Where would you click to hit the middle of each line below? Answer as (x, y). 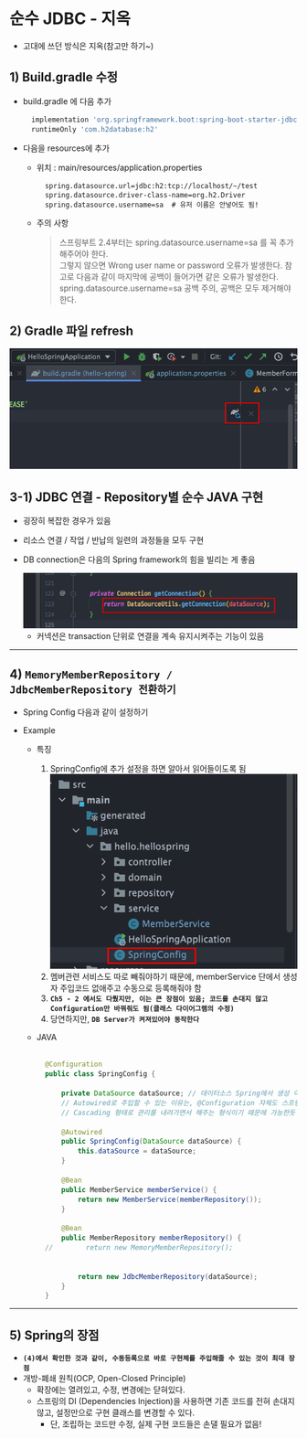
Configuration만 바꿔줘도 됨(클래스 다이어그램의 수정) (142, 1008)
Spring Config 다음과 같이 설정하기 (85, 712)
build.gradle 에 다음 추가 (67, 101)
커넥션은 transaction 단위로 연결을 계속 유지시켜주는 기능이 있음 (150, 636)
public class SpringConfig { (100, 1074)
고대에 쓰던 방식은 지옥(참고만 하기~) (88, 46)
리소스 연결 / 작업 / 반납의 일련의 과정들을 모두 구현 (113, 540)
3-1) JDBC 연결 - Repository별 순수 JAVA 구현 (137, 497)
